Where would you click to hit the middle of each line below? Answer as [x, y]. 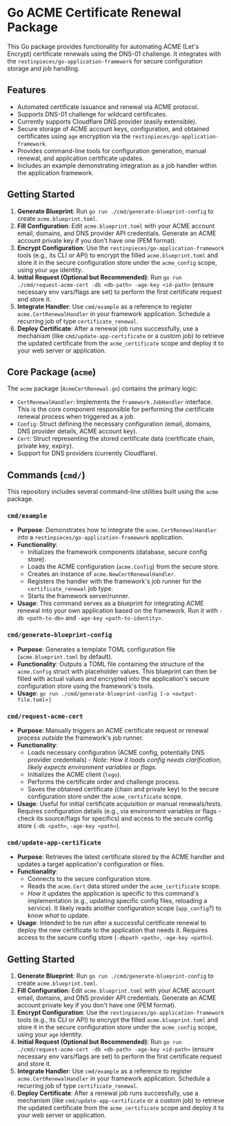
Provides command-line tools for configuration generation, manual [112, 150]
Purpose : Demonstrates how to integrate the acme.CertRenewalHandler [117, 530]
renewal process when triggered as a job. [76, 417]
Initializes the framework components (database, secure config [117, 552]
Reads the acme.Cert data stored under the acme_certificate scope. [124, 886]
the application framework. [56, 172]
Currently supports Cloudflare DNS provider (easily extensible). [107, 121]
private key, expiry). [45, 446]
